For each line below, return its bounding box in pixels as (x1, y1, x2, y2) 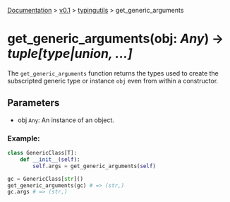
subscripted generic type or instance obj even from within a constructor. (7, 76, 219, 85)
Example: (7, 133, 40, 143)
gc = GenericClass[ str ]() (7, 175, 83, 182)
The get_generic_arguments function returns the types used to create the (7, 69, 219, 77)
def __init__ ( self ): (20, 155, 80, 163)
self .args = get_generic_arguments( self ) (32, 162, 157, 170)
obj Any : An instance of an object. (17, 116, 115, 124)
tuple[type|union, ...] (7, 46, 133, 62)
